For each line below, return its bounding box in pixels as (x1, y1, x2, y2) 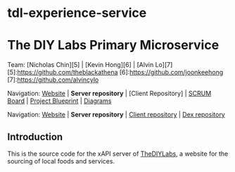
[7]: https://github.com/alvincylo (7, 75, 99, 84)
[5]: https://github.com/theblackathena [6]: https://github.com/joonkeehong (7, 68, 224, 77)
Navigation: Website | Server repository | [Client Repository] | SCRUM (7, 90, 212, 98)
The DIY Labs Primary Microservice (7, 37, 220, 54)
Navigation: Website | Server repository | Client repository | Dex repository (7, 111, 225, 119)
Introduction (7, 130, 63, 142)
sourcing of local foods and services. (7, 156, 115, 165)
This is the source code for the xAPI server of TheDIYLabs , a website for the (7, 149, 229, 158)
